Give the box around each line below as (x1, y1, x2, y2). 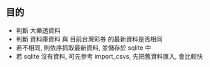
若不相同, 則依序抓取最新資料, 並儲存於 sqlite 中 (15, 44, 151, 52)
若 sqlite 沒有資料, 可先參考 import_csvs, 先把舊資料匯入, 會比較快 (15, 52, 203, 60)
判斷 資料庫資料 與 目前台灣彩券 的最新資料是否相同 (15, 35, 163, 43)
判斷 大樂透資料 (15, 26, 61, 35)
